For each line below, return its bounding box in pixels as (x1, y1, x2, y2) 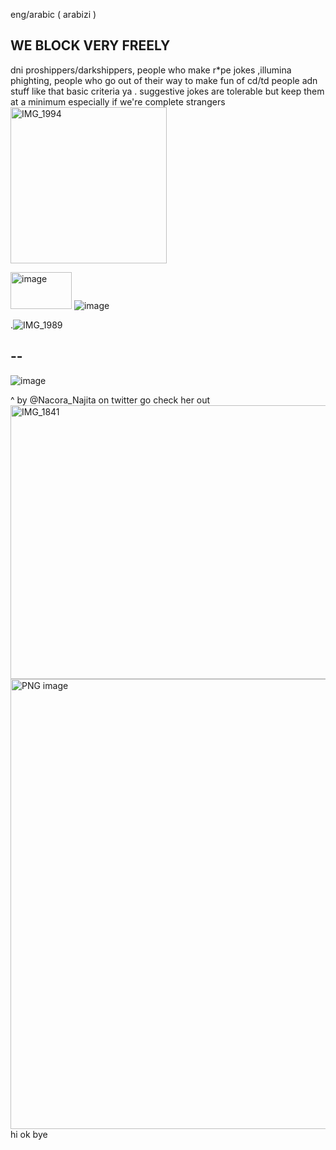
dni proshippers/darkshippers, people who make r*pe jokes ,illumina (10, 64, 292, 76)
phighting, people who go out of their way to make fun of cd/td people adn (10, 74, 318, 86)
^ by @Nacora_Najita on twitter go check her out (10, 394, 211, 406)
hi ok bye (10, 1128, 48, 1140)
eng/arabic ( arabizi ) (10, 9, 97, 20)
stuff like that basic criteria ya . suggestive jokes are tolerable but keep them (10, 85, 325, 97)
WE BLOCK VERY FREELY (10, 37, 171, 54)
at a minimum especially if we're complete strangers (10, 95, 226, 108)
